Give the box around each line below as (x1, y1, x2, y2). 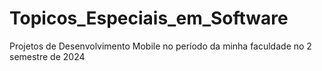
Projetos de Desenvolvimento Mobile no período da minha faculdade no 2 (9, 40, 312, 52)
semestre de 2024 (9, 50, 86, 62)
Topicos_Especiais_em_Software (9, 7, 289, 30)
